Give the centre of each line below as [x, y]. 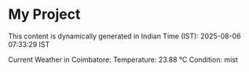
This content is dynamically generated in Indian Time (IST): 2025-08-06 [124, 36]
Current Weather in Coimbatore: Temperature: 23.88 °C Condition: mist [123, 59]
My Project [44, 14]
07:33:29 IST [29, 44]
